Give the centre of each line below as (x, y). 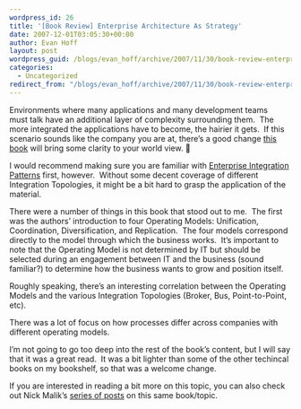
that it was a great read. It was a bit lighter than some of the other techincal (149, 359)
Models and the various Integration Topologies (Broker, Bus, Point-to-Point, (148, 295)
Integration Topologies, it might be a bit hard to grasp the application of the (148, 184)
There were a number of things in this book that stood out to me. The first (146, 211)
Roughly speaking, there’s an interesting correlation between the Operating (148, 286)
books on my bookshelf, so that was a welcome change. (113, 368)
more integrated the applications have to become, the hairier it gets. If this (147, 129)
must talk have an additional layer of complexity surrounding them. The (142, 119)
